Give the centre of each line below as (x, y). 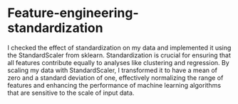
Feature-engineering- (73, 13)
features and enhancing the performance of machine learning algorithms (114, 85)
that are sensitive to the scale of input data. (71, 93)
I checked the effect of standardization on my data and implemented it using (119, 47)
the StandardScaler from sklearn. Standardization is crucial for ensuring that (119, 55)
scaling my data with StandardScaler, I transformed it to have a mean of (113, 70)
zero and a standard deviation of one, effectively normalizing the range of (115, 77)
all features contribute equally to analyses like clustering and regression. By (118, 62)
